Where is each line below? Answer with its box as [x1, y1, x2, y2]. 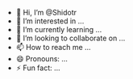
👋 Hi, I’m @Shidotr [15, 8, 77, 17]
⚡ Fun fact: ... [15, 63, 60, 73]
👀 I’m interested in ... [15, 16, 85, 26]
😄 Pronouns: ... [15, 54, 69, 64]
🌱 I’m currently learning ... [15, 25, 102, 34]
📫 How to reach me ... [15, 43, 91, 52]
